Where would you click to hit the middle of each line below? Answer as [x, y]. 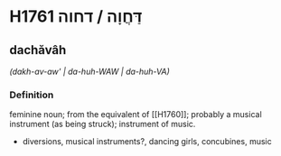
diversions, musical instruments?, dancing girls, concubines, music [147, 142]
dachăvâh [38, 50]
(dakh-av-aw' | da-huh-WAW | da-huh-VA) [89, 71]
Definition [32, 95]
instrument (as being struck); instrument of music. [103, 124]
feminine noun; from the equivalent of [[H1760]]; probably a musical [136, 115]
